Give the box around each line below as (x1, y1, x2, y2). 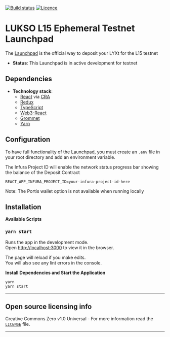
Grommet (20, 115, 40, 121)
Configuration (5, 135, 51, 144)
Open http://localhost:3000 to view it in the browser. (5, 244, 114, 251)
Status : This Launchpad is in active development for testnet (12, 60, 138, 66)
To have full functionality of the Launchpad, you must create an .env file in (5, 149, 160, 155)
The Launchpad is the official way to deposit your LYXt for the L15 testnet (5, 50, 158, 56)
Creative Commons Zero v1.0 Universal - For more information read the (5, 316, 153, 322)
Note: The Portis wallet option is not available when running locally (5, 188, 144, 194)
